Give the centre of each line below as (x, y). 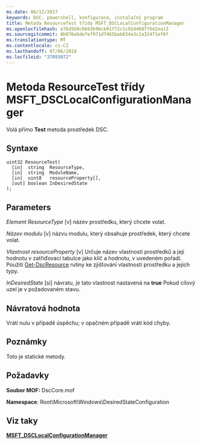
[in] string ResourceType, (48, 168)
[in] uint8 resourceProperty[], (56, 178)
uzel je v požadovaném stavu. (43, 289)
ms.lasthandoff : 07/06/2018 (42, 51)
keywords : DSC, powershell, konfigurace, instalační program (85, 18)
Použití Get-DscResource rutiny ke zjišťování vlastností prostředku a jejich (98, 265)
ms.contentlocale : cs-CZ (37, 46)
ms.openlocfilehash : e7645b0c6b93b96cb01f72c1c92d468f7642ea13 (88, 29)
